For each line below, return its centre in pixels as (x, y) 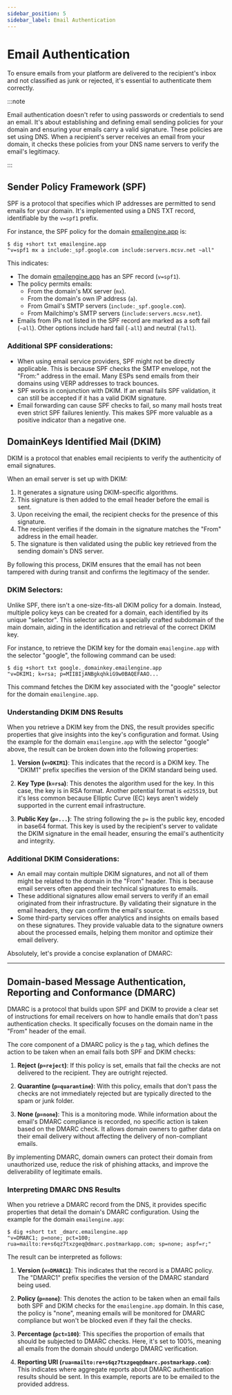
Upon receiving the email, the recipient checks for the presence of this (118, 514)
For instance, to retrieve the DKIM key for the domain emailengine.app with (113, 648)
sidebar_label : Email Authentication (61, 20)
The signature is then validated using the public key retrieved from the (117, 544)
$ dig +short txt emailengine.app (57, 244)
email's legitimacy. (33, 152)
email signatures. (31, 466)
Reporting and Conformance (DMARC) (91, 993)
